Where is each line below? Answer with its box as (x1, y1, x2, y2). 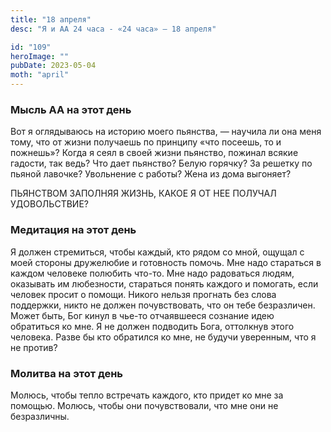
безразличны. (10, 410, 70, 422)
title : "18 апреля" (10, 14, 92, 25)
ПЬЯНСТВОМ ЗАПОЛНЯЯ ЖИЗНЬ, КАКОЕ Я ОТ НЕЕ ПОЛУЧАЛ (10, 187, 277, 200)
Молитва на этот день (10, 366, 124, 380)
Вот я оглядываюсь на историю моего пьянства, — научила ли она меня (10, 126, 322, 138)
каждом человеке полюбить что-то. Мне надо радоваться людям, (10, 267, 295, 279)
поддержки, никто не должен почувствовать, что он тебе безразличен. (10, 299, 316, 311)
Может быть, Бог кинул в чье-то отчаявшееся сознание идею (10, 309, 275, 321)
